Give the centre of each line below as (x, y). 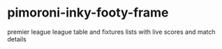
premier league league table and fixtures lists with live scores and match (111, 32)
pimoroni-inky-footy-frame (88, 13)
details (17, 39)
